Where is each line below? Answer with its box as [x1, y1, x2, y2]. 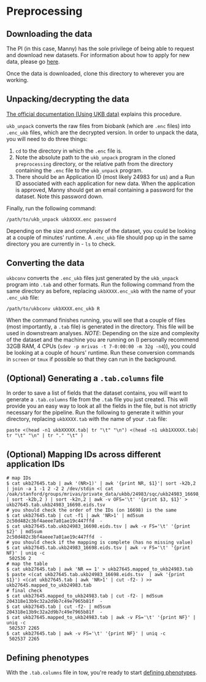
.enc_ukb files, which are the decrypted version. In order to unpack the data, [6, 129, 199, 136]
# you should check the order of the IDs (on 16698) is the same [6, 507, 177, 513]
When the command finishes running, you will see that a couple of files [6, 316, 186, 324]
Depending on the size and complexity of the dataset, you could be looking [6, 227, 196, 234]
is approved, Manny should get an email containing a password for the [15, 186, 193, 194]
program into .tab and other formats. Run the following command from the [6, 281, 195, 288]
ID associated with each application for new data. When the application [15, 180, 196, 187]
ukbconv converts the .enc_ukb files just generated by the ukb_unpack [6, 274, 179, 281]
